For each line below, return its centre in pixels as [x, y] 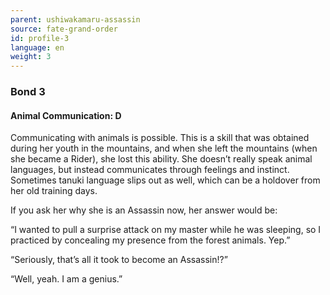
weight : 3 [31, 57]
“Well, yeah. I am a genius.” [66, 279]
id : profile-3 [40, 38]
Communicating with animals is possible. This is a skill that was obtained [160, 138]
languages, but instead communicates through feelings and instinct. [150, 170]
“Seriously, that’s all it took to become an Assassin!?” [119, 260]
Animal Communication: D [66, 115]
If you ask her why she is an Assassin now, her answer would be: [144, 210]
